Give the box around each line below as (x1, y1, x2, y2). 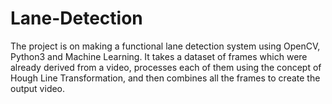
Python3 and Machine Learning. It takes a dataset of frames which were (10, 50, 308, 62)
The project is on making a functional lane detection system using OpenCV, (10, 40, 321, 52)
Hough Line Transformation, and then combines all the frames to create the (10, 72, 321, 84)
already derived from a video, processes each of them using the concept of (10, 61, 322, 73)
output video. (10, 82, 66, 94)
